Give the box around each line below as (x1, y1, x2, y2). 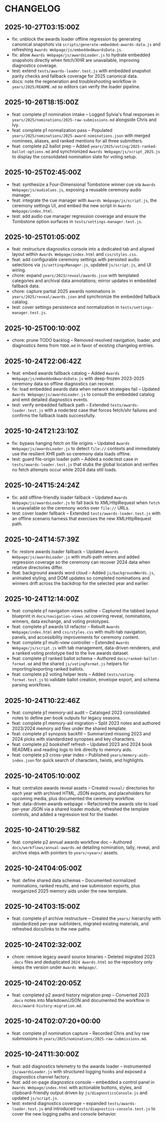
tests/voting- (106, 672, 136, 678)
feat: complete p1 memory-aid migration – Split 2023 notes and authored (11, 720, 161, 726)
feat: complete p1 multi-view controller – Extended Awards (11, 640, 130, 646)
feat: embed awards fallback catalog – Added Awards (11, 370, 120, 376)
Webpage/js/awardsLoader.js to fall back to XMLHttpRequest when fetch (11, 499, 160, 506)
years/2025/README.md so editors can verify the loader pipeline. (11, 84, 141, 90)
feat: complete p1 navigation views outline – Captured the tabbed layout (11, 608, 159, 614)
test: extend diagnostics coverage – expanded (11, 1100, 107, 1106)
